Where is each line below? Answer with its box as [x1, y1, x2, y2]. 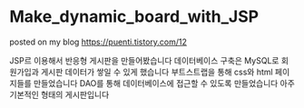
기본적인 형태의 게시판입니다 [9, 89, 110, 100]
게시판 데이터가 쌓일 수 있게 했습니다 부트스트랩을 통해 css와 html [40, 66, 274, 77]
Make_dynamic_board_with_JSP [9, 6, 260, 27]
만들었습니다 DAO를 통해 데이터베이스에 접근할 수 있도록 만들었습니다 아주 [33, 77, 295, 88]
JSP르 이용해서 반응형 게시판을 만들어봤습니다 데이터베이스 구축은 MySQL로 [9, 54, 279, 65]
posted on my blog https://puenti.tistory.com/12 [9, 36, 188, 47]
